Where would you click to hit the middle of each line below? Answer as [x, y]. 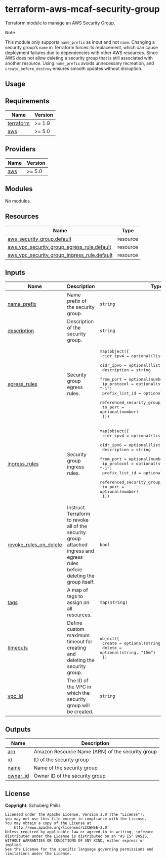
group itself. [81, 582]
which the [78, 693]
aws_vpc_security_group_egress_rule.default [60, 247]
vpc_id [15, 696]
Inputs [15, 272]
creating [77, 648]
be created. [80, 712]
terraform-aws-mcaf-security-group [83, 9]
